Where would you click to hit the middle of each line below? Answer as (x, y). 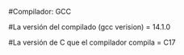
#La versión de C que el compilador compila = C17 (92, 42)
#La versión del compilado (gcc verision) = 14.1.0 (90, 27)
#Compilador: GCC (40, 12)
